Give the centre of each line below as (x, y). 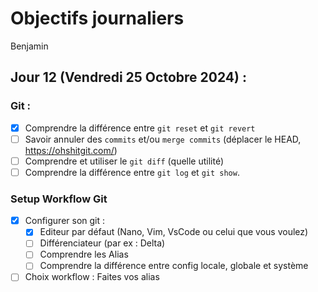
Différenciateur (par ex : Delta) (102, 243)
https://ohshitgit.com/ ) (71, 150)
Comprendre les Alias (84, 254)
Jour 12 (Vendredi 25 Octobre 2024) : (128, 77)
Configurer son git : (65, 221)
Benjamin (29, 46)
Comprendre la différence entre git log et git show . (132, 172)
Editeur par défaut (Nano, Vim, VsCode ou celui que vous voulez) (174, 232)
